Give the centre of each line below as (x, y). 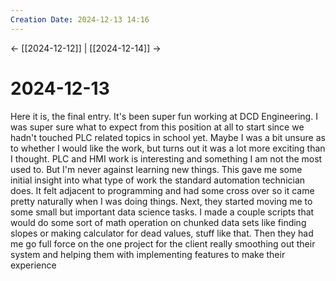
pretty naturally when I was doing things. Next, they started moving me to (161, 201)
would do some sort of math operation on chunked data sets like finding (158, 222)
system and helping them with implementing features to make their (148, 254)
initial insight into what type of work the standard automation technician (158, 180)
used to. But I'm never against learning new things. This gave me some (156, 169)
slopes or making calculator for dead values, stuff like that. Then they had (162, 233)
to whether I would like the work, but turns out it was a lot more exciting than (168, 148)
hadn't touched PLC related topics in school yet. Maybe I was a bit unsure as (168, 137)
